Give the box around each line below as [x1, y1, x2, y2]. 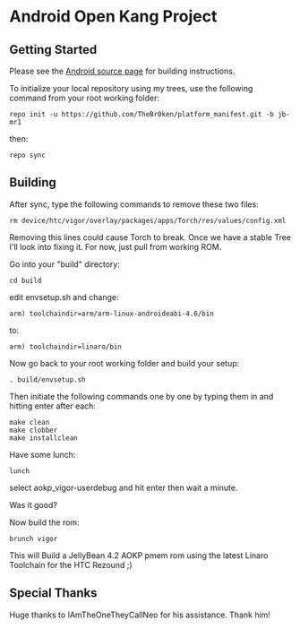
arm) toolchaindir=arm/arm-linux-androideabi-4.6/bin [9, 309, 215, 318]
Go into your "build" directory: [9, 258, 121, 270]
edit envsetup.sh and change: [9, 291, 119, 302]
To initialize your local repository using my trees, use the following [9, 83, 253, 93]
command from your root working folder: [9, 92, 159, 103]
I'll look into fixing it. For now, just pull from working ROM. [9, 241, 222, 252]
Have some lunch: [9, 449, 76, 460]
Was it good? [9, 499, 58, 510]
